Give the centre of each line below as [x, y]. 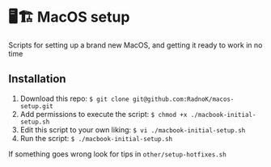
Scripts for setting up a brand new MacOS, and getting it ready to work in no [135, 45]
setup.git [37, 106]
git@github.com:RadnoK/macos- [183, 99]
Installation [37, 79]
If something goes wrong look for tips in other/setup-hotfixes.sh [117, 154]
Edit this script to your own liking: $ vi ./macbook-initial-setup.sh [133, 129]
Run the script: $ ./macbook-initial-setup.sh [96, 138]
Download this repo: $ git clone [74, 98]
